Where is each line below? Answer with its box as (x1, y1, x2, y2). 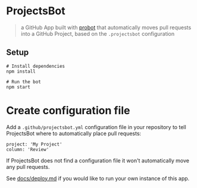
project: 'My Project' (6, 141, 62, 147)
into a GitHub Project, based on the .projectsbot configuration (20, 30, 175, 37)
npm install (6, 68, 36, 74)
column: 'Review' (6, 146, 49, 152)
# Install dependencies (6, 63, 65, 69)
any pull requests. (6, 163, 50, 170)
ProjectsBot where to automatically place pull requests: (6, 130, 142, 137)
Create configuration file (6, 104, 130, 117)
